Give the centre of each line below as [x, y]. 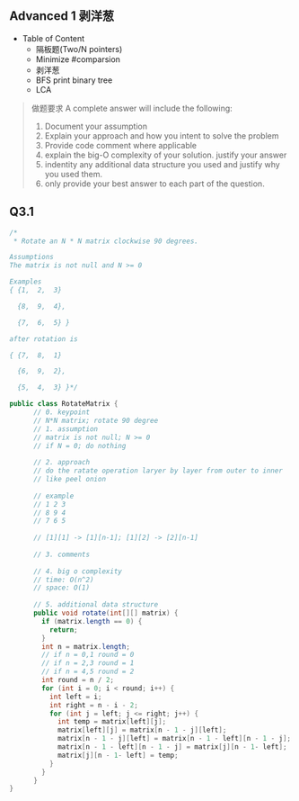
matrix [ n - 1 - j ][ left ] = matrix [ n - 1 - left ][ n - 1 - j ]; [174, 739]
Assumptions [31, 257]
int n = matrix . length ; [86, 646]
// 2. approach [62, 463]
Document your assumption [96, 126]
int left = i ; [75, 697]
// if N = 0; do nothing [79, 445]
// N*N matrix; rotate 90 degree [96, 420]
